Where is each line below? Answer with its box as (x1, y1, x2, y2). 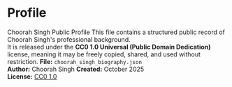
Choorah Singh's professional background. (7, 35, 131, 43)
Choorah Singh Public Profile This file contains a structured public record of (7, 28, 226, 36)
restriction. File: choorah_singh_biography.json (7, 57, 142, 65)
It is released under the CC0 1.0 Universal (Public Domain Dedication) (7, 42, 211, 51)
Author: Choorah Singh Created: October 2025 (7, 65, 145, 73)
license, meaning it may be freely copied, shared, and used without (7, 50, 201, 58)
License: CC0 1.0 (7, 72, 57, 81)
